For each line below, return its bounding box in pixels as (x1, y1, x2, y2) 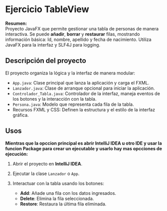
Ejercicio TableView (5, 4, 89, 15)
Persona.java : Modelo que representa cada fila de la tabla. (12, 101, 134, 107)
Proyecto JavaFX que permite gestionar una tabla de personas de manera (5, 25, 159, 31)
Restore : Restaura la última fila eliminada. (20, 201, 107, 207)
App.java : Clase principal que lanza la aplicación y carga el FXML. (12, 79, 150, 86)
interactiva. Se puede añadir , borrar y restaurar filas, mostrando (5, 31, 140, 37)
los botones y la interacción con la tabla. (12, 96, 97, 102)
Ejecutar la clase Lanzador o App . (12, 171, 80, 177)
